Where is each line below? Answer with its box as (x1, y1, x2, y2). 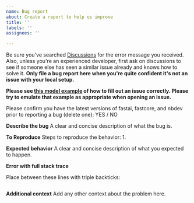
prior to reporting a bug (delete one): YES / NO (6, 111, 118, 118)
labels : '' (6, 24, 33, 31)
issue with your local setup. (6, 76, 75, 83)
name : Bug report (6, 8, 48, 15)
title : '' (6, 19, 30, 25)
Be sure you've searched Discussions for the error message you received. (6, 51, 184, 58)
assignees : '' (6, 30, 41, 36)
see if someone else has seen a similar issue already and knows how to (6, 64, 178, 71)
